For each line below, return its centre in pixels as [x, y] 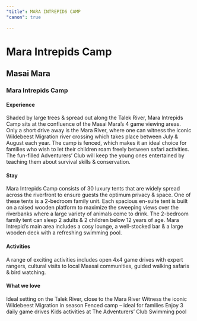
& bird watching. [26, 272]
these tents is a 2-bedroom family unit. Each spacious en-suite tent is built [97, 201]
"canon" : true [24, 17]
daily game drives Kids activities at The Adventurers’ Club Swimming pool [96, 312]
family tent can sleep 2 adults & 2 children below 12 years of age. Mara [93, 220]
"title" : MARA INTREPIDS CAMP [44, 12]
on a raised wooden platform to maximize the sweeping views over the [93, 208]
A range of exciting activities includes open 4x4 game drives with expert [95, 259]
